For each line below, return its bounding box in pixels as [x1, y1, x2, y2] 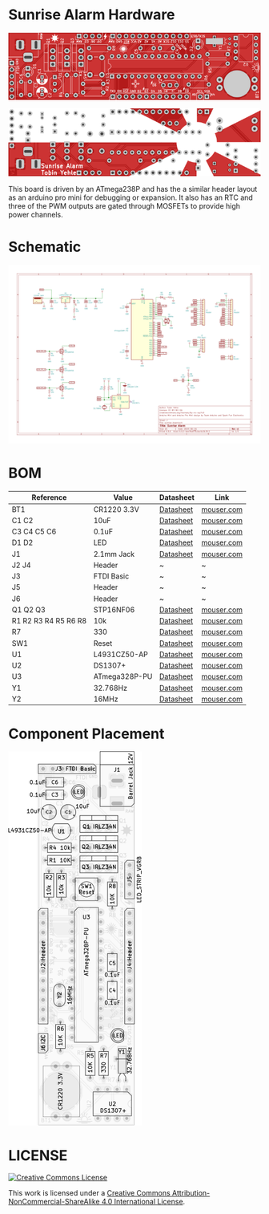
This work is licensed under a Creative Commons [8, 1188, 171, 1198]
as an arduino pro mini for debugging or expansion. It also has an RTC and [8, 193, 254, 202]
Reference [31, 493, 67, 502]
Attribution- [171, 1188, 211, 1198]
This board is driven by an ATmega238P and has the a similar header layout [8, 184, 258, 193]
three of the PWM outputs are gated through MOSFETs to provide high [8, 201, 241, 210]
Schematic [8, 238, 82, 256]
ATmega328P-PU [93, 672, 153, 681]
